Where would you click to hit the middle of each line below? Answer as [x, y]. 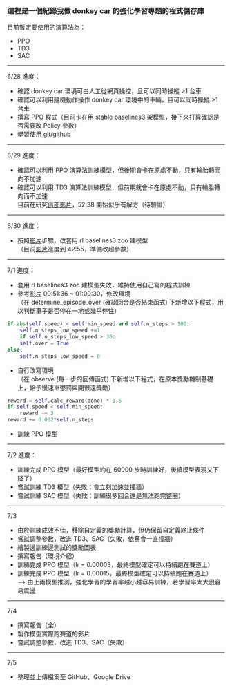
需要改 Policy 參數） [52, 126]
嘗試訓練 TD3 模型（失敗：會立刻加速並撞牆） [83, 487]
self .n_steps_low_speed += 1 [60, 331]
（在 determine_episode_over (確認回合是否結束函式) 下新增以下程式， [117, 303]
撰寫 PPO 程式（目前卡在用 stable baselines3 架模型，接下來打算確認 [115, 117]
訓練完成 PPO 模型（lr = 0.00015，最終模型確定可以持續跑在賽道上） [115, 573]
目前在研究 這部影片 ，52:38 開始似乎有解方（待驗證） [93, 204]
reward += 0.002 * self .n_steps [51, 420]
